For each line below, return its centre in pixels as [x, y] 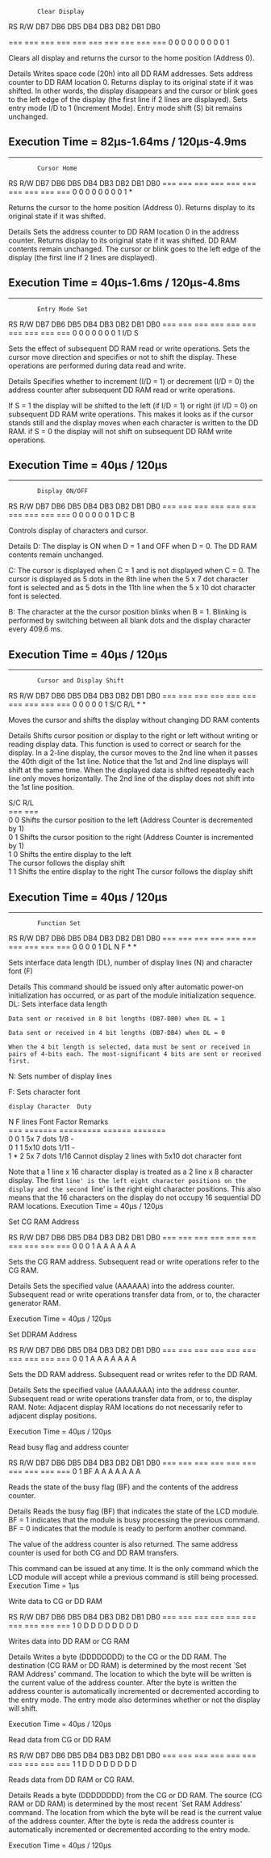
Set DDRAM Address [43, 1335]
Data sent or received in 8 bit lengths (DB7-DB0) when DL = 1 [117, 1019]
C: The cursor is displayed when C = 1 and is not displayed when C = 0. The [134, 571]
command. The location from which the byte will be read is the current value [135, 1813]
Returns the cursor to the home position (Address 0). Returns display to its [132, 207]
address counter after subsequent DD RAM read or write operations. [122, 390]
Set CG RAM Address [44, 1222]
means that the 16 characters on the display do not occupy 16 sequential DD [135, 1197]
